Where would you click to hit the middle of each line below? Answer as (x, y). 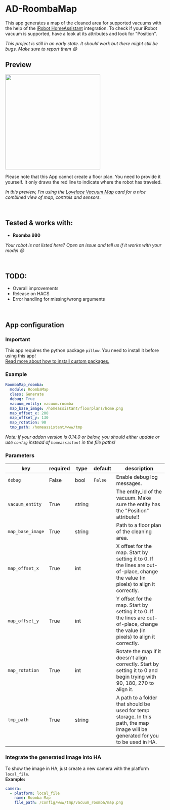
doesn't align (132, 658)
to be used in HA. (137, 742)
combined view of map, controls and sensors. (53, 197)
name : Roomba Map (33, 798)
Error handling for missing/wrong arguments (59, 299)
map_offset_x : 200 (29, 413)
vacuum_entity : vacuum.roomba (41, 404)
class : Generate (27, 394)
